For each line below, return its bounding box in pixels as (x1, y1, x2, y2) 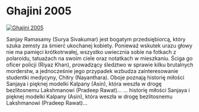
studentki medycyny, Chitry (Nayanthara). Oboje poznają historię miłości (6, 74, 185, 81)
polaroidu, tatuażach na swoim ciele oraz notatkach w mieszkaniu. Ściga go (6, 55, 193, 62)
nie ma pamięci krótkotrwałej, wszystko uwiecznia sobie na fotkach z (6, 48, 176, 55)
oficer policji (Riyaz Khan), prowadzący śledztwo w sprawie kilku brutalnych (6, 61, 194, 68)
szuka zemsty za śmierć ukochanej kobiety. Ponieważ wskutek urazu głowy (6, 42, 193, 49)
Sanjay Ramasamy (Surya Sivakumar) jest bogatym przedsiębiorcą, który (6, 35, 186, 43)
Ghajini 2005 (6, 4, 72, 18)
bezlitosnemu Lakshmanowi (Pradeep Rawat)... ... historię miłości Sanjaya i (6, 86, 190, 93)
